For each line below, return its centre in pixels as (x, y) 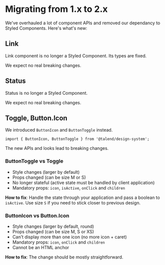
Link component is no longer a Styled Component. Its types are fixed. (76, 56)
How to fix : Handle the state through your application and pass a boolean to (82, 198)
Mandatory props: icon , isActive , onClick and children (69, 188)
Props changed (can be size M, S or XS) (53, 231)
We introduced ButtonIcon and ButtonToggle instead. (59, 130)
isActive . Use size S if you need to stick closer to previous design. (73, 202)
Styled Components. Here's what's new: (46, 28)
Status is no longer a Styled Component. (46, 93)
